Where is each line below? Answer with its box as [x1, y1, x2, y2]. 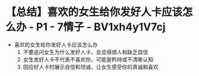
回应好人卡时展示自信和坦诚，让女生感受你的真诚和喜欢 [23, 63, 159, 70]
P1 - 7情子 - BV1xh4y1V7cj [36, 20, 166, 34]
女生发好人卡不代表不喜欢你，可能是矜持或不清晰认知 [23, 56, 154, 63]
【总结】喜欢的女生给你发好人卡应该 [5, 5, 183, 19]
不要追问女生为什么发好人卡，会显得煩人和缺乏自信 [23, 48, 149, 55]
